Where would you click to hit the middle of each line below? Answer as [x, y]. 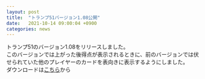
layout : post [23, 12]
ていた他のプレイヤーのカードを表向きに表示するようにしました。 [105, 62]
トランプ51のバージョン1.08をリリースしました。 [68, 47]
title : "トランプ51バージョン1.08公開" [53, 18]
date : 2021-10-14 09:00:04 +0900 [52, 23]
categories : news [28, 29]
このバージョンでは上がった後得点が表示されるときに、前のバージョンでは [100, 55]
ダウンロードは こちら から [39, 70]
